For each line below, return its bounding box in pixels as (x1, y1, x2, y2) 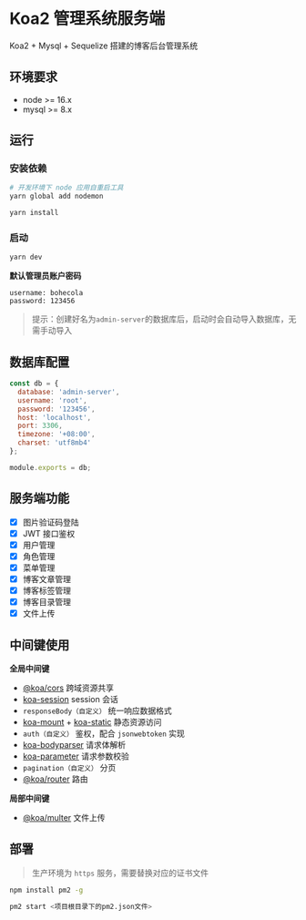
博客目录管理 (22, 597, 71, 608)
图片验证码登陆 (22, 516, 79, 527)
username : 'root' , (17, 395, 88, 405)
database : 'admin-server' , (17, 387, 120, 396)
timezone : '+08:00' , (17, 430, 96, 439)
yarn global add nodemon (9, 192, 104, 201)
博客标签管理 (22, 585, 71, 596)
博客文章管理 (22, 573, 71, 584)
